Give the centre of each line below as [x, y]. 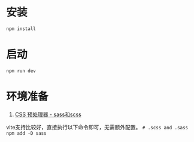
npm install [21, 29]
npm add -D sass [26, 133]
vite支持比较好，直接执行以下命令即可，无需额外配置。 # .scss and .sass [97, 127]
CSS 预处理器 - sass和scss [48, 114]
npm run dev [21, 71]
